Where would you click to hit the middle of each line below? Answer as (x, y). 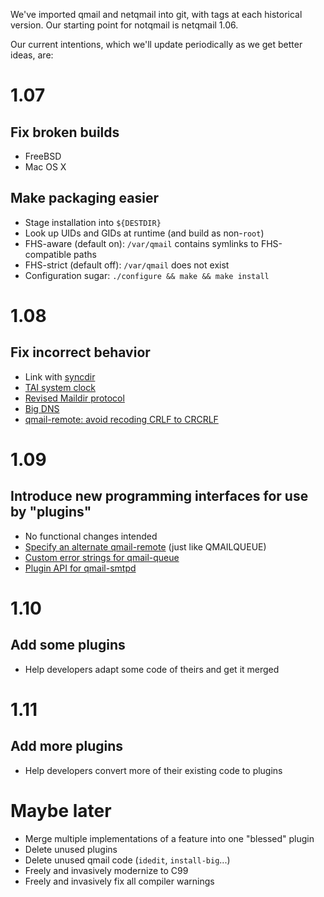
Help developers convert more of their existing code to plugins (153, 770)
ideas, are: (32, 55)
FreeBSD (43, 156)
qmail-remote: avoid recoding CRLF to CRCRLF (121, 419)
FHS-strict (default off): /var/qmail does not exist (127, 265)
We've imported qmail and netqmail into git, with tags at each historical (156, 14)
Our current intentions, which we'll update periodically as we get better (156, 44)
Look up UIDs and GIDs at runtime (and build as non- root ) (144, 233)
